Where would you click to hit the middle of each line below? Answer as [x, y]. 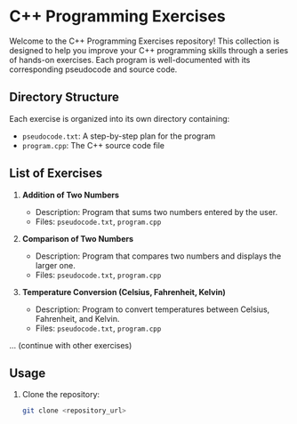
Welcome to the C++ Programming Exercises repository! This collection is [144, 41]
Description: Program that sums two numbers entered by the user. [157, 212]
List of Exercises [56, 174]
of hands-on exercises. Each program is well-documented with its [130, 60]
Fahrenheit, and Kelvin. [77, 318]
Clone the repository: [61, 395]
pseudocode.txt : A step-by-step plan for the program [119, 136]
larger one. [55, 265]
